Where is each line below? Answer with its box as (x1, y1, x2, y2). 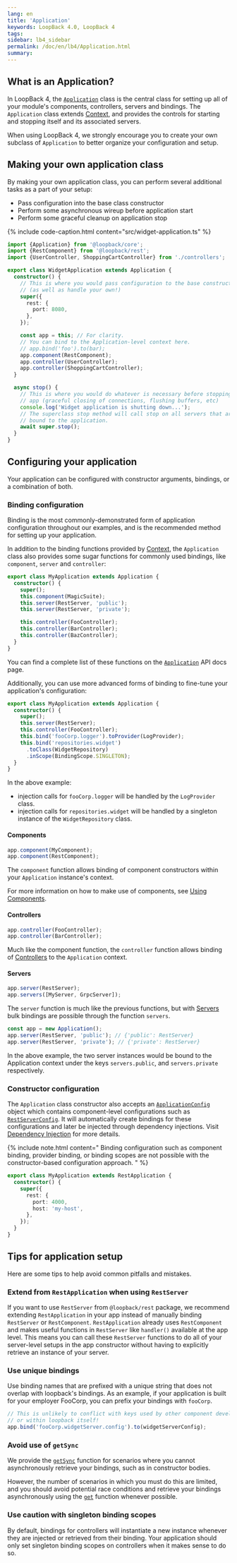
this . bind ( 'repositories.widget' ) (20, 739, 121, 747)
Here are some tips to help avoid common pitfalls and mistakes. (7, 1269, 192, 1278)
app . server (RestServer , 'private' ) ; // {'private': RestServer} (7, 1038, 200, 1045)
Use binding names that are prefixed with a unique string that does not (7, 1382, 213, 1390)
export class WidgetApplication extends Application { (7, 267, 172, 274)
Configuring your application (7, 456, 138, 468)
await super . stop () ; (20, 423, 80, 430)
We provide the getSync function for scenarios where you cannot (7, 1456, 195, 1465)
